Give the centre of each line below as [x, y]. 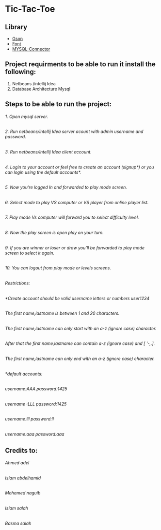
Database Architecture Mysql [41, 89]
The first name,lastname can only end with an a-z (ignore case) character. [80, 359]
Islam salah [16, 508]
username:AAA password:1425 [36, 389]
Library [16, 27]
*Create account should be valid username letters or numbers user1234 [77, 298]
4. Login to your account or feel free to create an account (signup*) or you [80, 167]
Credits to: [21, 450]
